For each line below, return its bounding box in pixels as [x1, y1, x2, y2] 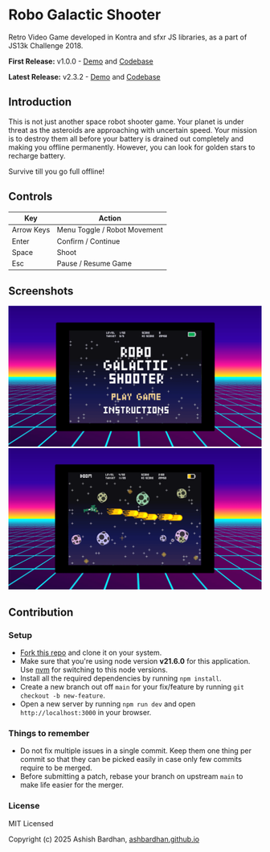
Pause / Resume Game [56, 259, 133, 269]
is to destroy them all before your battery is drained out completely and [8, 134, 243, 143]
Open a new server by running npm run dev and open [19, 699, 195, 709]
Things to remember [8, 728, 90, 739]
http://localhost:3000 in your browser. [19, 708, 152, 718]
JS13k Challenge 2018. [8, 40, 84, 50]
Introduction [8, 95, 72, 109]
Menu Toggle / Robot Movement [56, 225, 163, 235]
